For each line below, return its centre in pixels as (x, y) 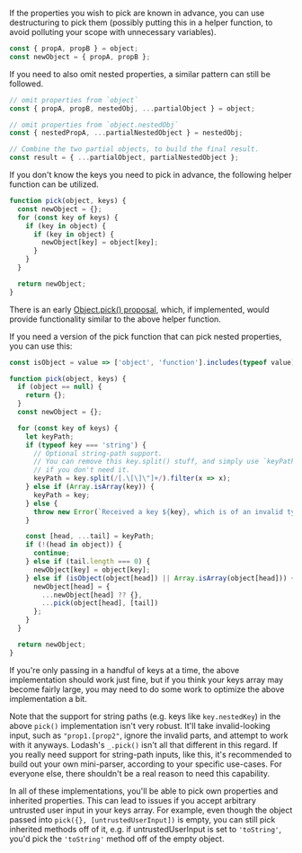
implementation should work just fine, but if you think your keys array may (147, 680)
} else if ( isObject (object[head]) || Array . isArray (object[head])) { (160, 578)
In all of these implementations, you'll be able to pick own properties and (144, 791)
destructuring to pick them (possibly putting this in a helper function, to (141, 22)
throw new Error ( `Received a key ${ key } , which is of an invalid (158, 511)
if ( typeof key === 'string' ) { (86, 445)
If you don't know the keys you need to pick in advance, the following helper (151, 175)
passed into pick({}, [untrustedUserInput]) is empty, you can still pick (142, 819)
